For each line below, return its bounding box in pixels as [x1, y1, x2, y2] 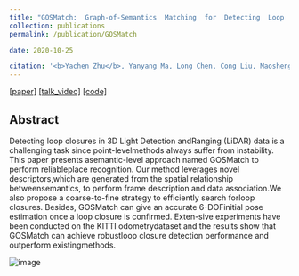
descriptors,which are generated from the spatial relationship [9, 173, 234, 183]
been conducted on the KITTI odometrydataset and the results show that [9, 220, 277, 231]
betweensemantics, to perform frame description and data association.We [9, 183, 282, 193]
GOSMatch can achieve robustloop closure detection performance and [9, 230, 270, 240]
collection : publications [9, 21, 105, 30]
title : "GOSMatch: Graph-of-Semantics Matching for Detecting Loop [9, 12, 285, 22]
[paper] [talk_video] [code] [9, 86, 108, 97]
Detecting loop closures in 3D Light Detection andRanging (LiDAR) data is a [9, 135, 285, 146]
